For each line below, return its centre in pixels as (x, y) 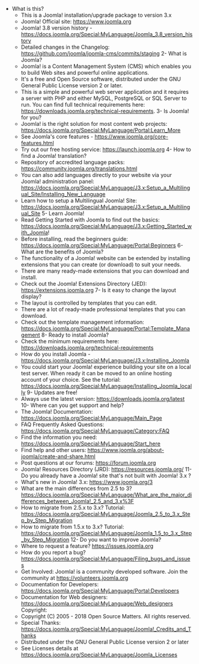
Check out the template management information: (82, 322)
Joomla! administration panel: (57, 181)
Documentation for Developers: (60, 584)
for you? (31, 117)
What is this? (28, 9)
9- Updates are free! (52, 393)
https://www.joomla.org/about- (126, 450)
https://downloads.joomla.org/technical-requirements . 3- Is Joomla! (105, 111)
